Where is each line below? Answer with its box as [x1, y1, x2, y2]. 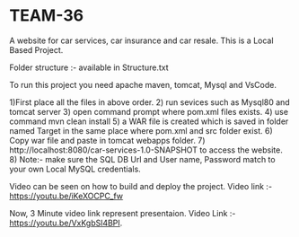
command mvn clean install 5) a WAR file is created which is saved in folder [9, 116, 289, 127]
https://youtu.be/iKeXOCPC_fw [9, 190, 124, 201]
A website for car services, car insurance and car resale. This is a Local [9, 35, 274, 46]
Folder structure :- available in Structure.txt [9, 62, 169, 73]
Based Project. [9, 44, 64, 55]
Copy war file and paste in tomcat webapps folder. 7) [9, 135, 206, 145]
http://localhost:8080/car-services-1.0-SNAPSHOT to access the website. [9, 145, 283, 155]
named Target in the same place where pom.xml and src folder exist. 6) [9, 125, 273, 136]
